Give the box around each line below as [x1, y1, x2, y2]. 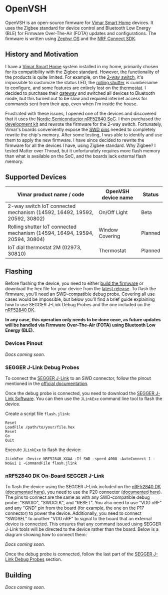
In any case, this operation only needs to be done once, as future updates [5, 317, 161, 323]
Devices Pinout [5, 340, 43, 347]
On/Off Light [98, 209, 128, 216]
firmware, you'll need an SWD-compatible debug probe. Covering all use [5, 291, 155, 297]
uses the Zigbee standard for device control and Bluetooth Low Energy [5, 25, 151, 31]
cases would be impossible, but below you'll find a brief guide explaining [5, 296, 155, 302]
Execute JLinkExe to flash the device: [5, 447, 81, 453]
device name [101, 194, 133, 201]
